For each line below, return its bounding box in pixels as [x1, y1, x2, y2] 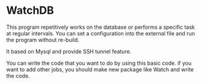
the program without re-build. [6, 36, 79, 43]
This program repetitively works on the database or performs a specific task [6, 23, 195, 31]
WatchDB [6, 4, 54, 17]
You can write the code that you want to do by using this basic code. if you [6, 59, 191, 67]
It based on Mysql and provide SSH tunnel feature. [6, 47, 132, 55]
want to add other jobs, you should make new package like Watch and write [6, 65, 194, 73]
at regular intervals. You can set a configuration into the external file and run [6, 29, 196, 37]
